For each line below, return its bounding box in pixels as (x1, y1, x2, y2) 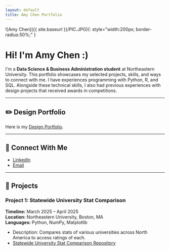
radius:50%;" (5, 32, 33, 38)
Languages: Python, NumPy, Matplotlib (5, 219, 88, 225)
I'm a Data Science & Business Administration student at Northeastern (5, 66, 155, 72)
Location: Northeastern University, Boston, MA (5, 214, 104, 220)
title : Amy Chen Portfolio (5, 12, 62, 17)
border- (136, 26, 152, 32)
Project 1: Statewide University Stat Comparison (5, 197, 126, 204)
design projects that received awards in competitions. (5, 87, 117, 94)
